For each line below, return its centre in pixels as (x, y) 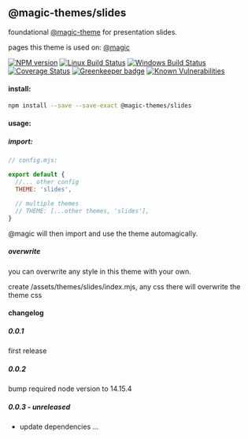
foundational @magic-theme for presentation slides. (93, 32)
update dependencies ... (59, 427)
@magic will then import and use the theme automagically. (103, 233)
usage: (20, 123)
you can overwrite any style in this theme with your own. (100, 271)
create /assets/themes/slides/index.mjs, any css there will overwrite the (124, 286)
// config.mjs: (33, 161)
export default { (37, 175)
